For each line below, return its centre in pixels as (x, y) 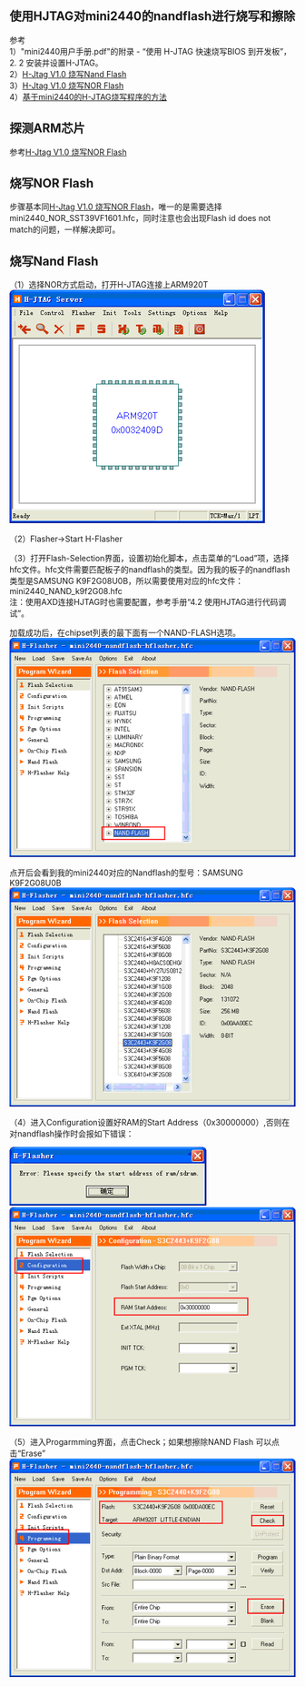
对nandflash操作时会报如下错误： (72, 1133)
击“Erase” (28, 1453)
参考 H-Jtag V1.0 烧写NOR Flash (68, 152)
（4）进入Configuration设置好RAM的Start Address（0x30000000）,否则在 (150, 1122)
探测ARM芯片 (48, 129)
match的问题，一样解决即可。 (65, 229)
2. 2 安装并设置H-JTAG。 (56, 63)
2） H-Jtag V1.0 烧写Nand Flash (68, 74)
